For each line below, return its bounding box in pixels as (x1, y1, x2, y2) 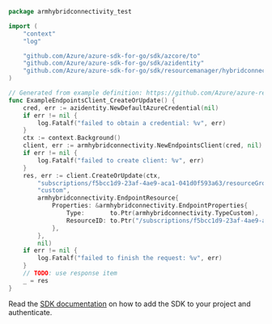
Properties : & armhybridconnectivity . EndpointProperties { (51, 202, 249, 210)
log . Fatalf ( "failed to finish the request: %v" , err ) (37, 255, 223, 263)
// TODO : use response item (23, 269, 117, 277)
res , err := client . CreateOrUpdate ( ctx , (23, 171, 161, 179)
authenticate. (8, 307, 53, 317)
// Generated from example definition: (8, 89, 143, 97)
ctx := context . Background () (23, 134, 121, 142)
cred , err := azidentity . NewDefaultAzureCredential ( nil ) (23, 103, 219, 112)
